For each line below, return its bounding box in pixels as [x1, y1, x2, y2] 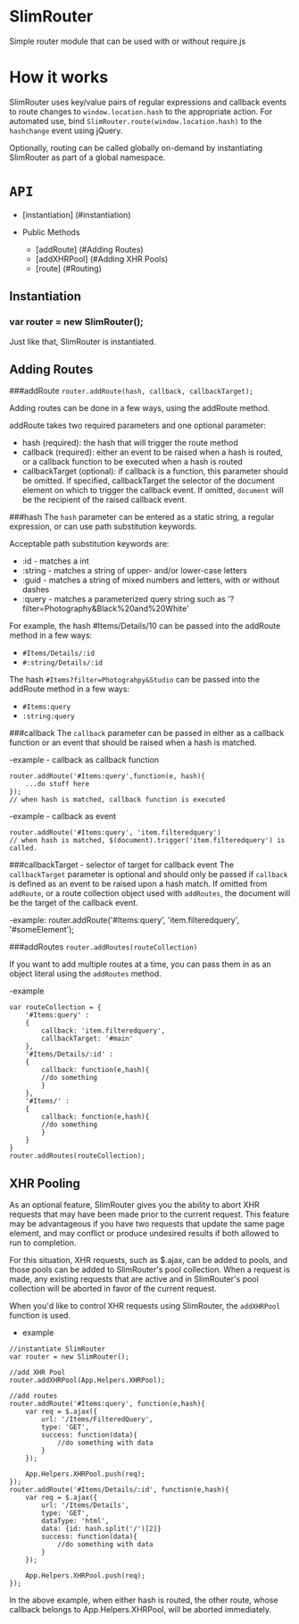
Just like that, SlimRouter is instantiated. [9, 336, 156, 347]
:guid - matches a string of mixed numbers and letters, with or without [21, 574, 280, 586]
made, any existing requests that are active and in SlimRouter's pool [9, 1274, 259, 1285]
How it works [9, 67, 109, 88]
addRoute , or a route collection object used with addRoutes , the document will [9, 888, 291, 899]
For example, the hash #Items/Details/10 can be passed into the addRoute [9, 621, 281, 632]
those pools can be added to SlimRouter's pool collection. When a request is [9, 1264, 290, 1275]
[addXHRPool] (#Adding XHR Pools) [35, 253, 169, 264]
